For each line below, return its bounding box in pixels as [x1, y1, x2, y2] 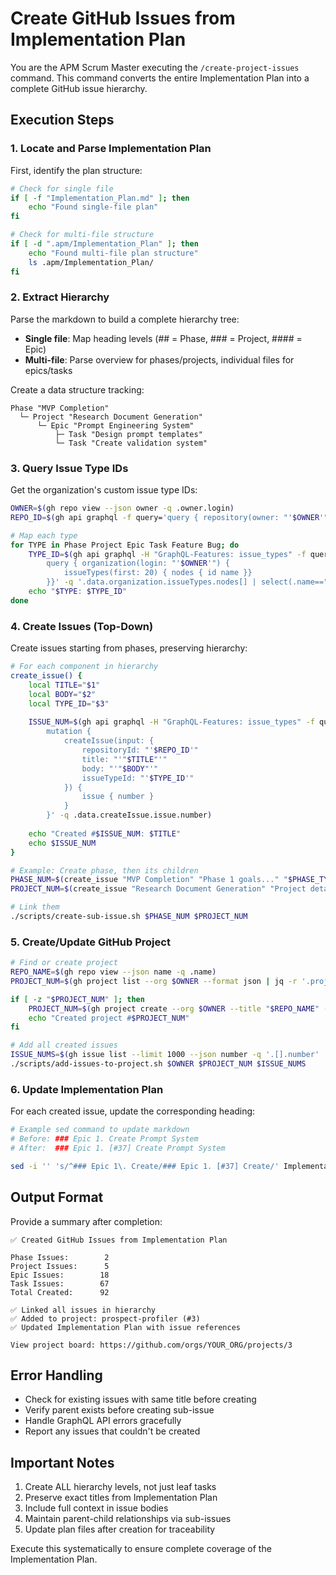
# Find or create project [10, 958, 118, 968]
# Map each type [10, 530, 78, 541]
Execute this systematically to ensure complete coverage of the [10, 1543, 272, 1555]
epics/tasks [24, 364, 73, 376]
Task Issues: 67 [10, 1278, 110, 1289]
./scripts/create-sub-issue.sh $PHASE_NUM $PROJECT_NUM [10, 912, 248, 922]
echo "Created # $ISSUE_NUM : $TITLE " [28, 828, 182, 839]
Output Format [10, 1189, 104, 1206]
